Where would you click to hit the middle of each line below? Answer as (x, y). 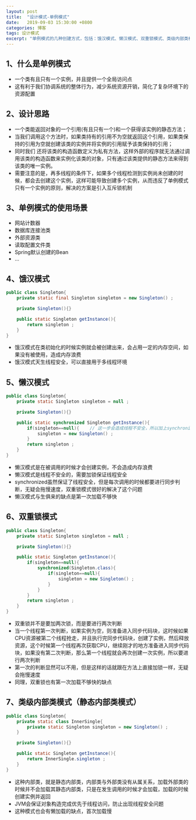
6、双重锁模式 (32, 517)
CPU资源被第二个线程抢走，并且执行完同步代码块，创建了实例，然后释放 (102, 638)
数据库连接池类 (32, 230)
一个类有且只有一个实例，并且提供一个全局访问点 (73, 79)
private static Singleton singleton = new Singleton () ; (97, 727)
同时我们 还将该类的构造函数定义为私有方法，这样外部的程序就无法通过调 (102, 151)
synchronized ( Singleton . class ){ (76, 568)
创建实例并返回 (32, 796)
